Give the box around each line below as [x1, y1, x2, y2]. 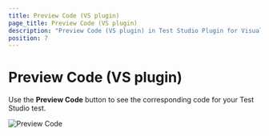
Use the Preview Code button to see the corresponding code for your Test [8, 95, 255, 105]
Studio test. [8, 103, 46, 113]
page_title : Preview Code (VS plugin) [8, 19, 138, 27]
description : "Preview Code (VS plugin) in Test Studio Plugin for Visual [8, 26, 263, 34]
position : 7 [8, 34, 48, 42]
